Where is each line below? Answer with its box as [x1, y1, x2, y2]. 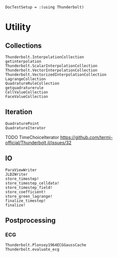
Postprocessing [5, 216, 56, 225]
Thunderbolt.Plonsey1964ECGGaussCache [5, 242, 86, 248]
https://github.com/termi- [60, 134, 113, 140]
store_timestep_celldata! [5, 181, 59, 186]
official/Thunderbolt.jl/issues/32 [5, 140, 72, 146]
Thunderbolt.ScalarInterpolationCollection [5, 63, 98, 68]
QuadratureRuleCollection [5, 81, 59, 86]
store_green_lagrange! [5, 194, 53, 199]
